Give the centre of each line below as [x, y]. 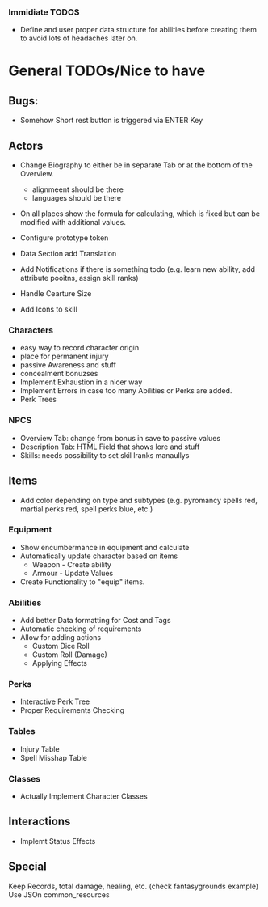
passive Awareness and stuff [68, 365]
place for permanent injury [64, 356]
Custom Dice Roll [61, 646]
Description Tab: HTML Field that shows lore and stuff [110, 447]
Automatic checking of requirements [81, 629]
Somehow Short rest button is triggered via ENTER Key [111, 121]
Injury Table [40, 749]
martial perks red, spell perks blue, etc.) [86, 509]
